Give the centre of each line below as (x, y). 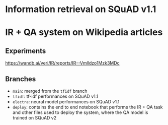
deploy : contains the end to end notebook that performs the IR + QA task (88, 107)
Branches (21, 79)
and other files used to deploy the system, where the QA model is (80, 112)
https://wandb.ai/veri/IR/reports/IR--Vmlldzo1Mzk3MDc (62, 63)
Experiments (26, 51)
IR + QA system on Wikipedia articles (84, 33)
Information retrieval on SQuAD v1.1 (81, 9)
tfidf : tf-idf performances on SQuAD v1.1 (55, 96)
